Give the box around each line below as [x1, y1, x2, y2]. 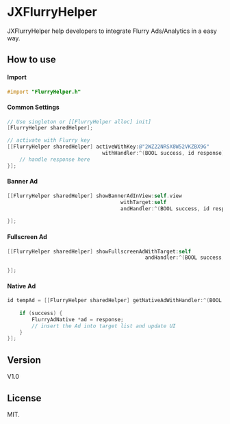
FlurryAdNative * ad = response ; [31, 316, 125, 323]
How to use [7, 54, 56, 66]
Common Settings [7, 103, 60, 111]
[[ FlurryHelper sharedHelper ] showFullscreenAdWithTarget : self [7, 248, 192, 255]
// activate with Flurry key [7, 137, 90, 144]
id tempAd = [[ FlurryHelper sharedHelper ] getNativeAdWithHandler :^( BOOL [7, 297, 222, 304]
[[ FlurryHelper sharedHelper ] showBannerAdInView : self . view [7, 192, 183, 199]
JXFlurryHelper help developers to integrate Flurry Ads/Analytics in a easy [7, 27, 217, 35]
